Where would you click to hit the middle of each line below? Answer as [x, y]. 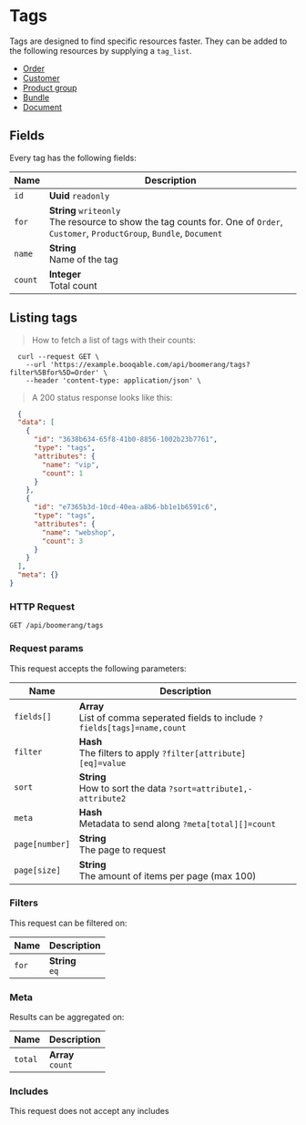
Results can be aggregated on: [67, 1018]
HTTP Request [42, 607]
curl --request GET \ [59, 356]
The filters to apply [119, 752]
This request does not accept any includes [90, 1111]
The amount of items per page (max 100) [168, 875]
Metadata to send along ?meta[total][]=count [177, 823]
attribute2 [102, 798]
